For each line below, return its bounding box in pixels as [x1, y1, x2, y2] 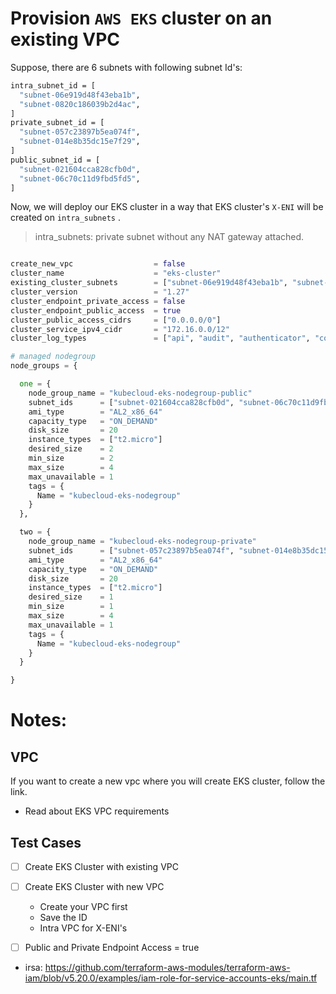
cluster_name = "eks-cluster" [10, 268, 222, 279]
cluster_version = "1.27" [10, 287, 190, 297]
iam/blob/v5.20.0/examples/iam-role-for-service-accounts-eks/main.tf [24, 972, 318, 984]
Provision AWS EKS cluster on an [10, 7, 273, 30]
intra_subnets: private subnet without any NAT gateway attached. [34, 231, 305, 243]
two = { [19, 527, 52, 537]
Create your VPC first [39, 901, 128, 913]
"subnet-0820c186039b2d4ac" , [19, 99, 141, 109]
